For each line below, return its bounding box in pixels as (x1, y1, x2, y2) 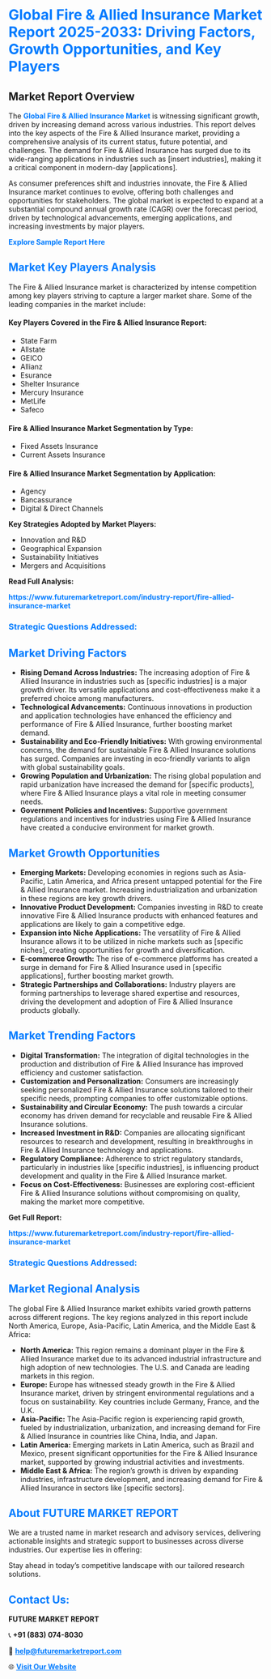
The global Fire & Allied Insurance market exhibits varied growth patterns (8, 1303, 252, 1314)
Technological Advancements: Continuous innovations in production (19, 703, 252, 712)
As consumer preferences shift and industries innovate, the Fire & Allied (8, 178, 248, 188)
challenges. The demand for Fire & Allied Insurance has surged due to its (8, 146, 251, 155)
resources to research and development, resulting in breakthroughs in (19, 1136, 253, 1146)
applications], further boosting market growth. (19, 971, 175, 980)
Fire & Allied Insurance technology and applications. (19, 1145, 194, 1155)
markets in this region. (19, 1371, 95, 1381)
